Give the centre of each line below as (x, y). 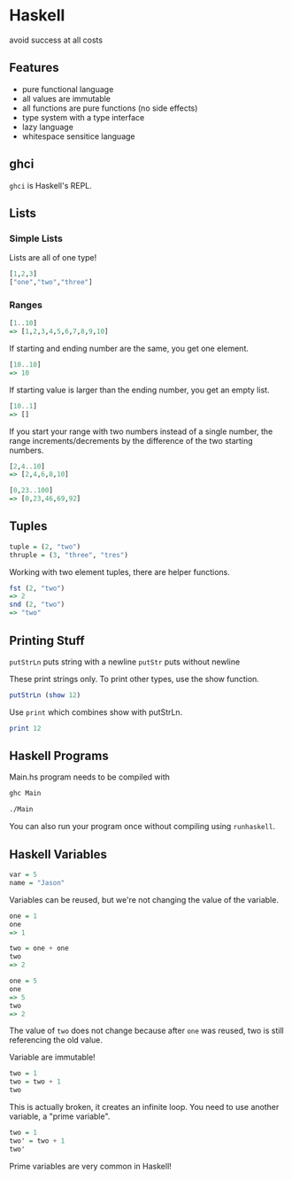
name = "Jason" (37, 882)
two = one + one (39, 949)
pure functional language (68, 89)
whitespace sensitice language (78, 136)
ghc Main (25, 794)
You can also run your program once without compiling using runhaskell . (142, 827)
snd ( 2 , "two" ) (37, 605)
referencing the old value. (56, 1040)
